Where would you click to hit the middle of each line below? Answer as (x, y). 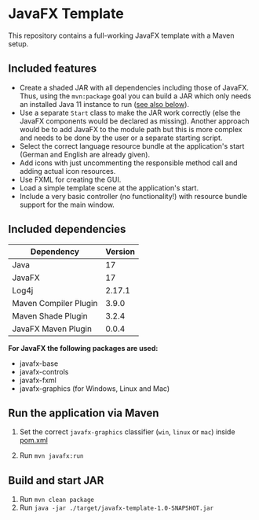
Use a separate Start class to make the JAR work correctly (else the (130, 112)
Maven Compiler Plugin (55, 303)
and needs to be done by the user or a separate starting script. (121, 138)
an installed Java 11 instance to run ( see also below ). (104, 104)
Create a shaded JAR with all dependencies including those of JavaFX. (134, 87)
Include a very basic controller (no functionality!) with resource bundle (133, 196)
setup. (18, 43)
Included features (52, 69)
